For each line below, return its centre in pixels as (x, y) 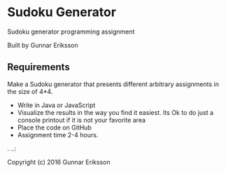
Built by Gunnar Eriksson (43, 45)
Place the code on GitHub (55, 127)
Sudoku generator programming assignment (71, 32)
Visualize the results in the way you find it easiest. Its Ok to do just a (115, 112)
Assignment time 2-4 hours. (58, 134)
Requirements (38, 67)
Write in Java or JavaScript (56, 105)
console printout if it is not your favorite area (81, 120)
